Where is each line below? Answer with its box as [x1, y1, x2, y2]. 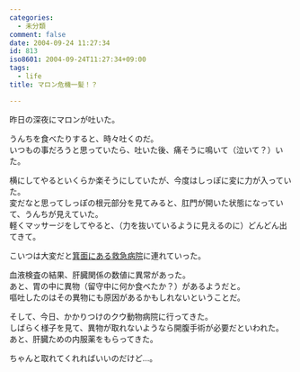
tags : [9, 64, 30, 73]
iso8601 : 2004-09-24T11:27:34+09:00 [9, 55, 146, 64]
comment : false [9, 30, 66, 39]
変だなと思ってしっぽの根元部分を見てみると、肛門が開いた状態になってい [9, 197, 285, 208]
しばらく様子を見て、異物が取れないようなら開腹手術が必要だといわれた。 [9, 322, 285, 333]
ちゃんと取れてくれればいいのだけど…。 [9, 352, 158, 363]
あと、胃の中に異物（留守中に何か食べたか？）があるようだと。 [9, 280, 245, 291]
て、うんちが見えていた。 [9, 208, 103, 219]
